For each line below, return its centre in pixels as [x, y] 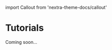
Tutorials [25, 28]
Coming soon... [21, 42]
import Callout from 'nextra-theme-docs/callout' [56, 7]
